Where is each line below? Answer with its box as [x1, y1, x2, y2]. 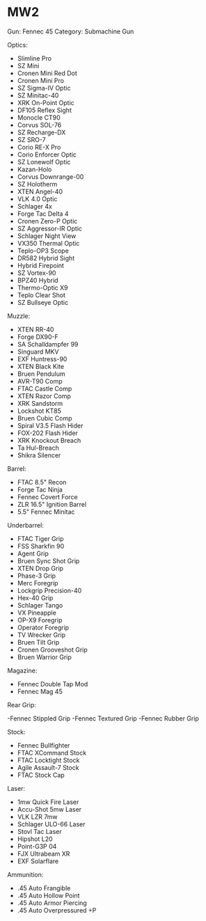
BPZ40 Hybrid [17, 276, 58, 284]
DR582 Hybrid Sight [17, 253, 75, 262]
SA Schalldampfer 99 [17, 340, 79, 348]
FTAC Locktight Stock [17, 756, 80, 764]
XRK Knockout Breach [17, 436, 81, 444]
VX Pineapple [17, 608, 57, 617]
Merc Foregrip [17, 578, 58, 587]
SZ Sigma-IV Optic [17, 84, 71, 92]
